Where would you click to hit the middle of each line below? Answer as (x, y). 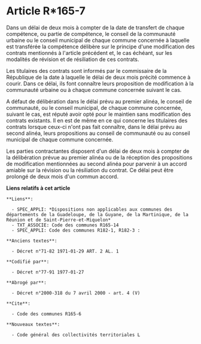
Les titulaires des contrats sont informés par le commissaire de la (86, 70)
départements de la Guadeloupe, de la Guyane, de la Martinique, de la (97, 214)
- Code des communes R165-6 (47, 314)
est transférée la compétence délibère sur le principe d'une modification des (100, 47)
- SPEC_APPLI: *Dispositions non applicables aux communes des (92, 209)
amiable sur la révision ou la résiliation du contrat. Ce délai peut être (90, 170)
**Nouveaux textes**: (33, 324)
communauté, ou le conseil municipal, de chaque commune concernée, (95, 107)
